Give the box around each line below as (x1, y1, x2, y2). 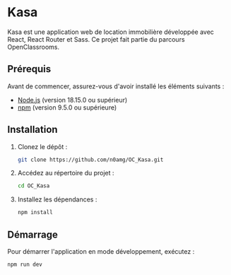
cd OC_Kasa (17, 182, 50, 189)
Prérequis (7, 63, 52, 75)
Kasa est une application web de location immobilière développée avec (7, 28, 214, 36)
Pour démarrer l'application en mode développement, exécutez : (7, 247, 195, 255)
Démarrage (7, 228, 58, 240)
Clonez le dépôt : (17, 142, 68, 151)
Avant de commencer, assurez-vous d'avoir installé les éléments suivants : (7, 82, 225, 90)
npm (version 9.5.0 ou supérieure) (17, 103, 117, 112)
